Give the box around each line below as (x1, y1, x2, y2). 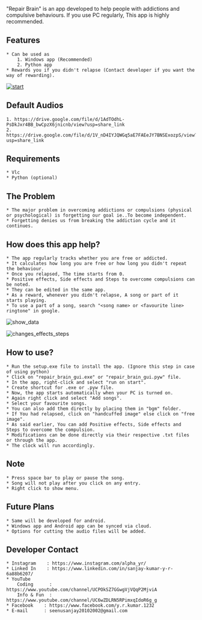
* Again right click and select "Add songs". (6, 395, 122, 401)
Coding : (17, 581, 52, 587)
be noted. (6, 282, 31, 288)
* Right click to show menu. (6, 485, 79, 491)
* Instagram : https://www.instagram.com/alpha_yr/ (6, 560, 147, 566)
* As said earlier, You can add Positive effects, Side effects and (6, 421, 182, 427)
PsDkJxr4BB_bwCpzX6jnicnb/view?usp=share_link (6, 122, 125, 128)
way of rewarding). (6, 72, 55, 78)
